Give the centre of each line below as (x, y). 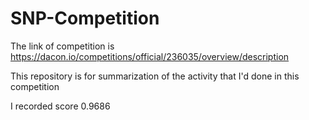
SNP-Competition (85, 18)
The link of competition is (62, 46)
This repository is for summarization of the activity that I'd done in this (155, 76)
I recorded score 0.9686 (60, 106)
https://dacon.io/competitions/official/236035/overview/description (150, 56)
